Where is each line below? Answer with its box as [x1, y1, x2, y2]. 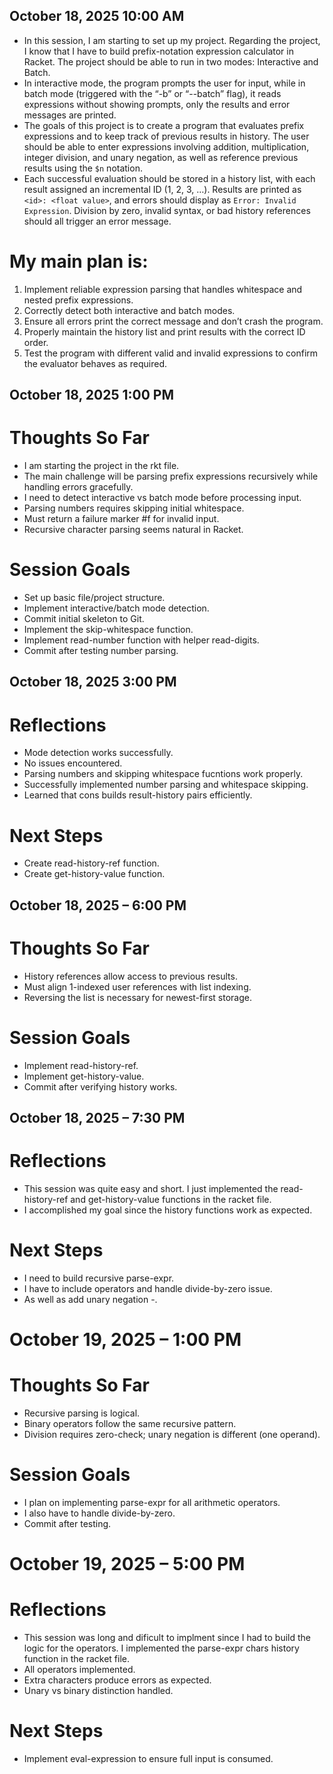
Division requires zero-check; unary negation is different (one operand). [23, 1428, 321, 1440]
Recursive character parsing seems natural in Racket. [23, 524, 244, 536]
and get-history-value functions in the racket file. [70, 1193, 272, 1205]
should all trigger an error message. [23, 215, 172, 227]
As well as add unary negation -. [23, 1293, 158, 1305]
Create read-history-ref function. [23, 857, 160, 869]
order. [23, 336, 49, 348]
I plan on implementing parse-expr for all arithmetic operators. [23, 1496, 281, 1508]
